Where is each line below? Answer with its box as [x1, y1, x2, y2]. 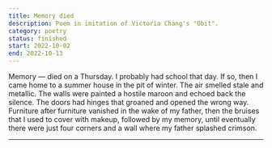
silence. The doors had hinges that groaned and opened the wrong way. [8, 98, 249, 107]
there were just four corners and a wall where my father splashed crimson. [8, 123, 257, 133]
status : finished [8, 34, 67, 43]
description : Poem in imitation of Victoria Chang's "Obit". [8, 19, 219, 27]
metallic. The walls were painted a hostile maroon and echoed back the [8, 89, 246, 98]
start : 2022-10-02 [8, 42, 70, 50]
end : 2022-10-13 [8, 49, 63, 57]
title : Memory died [8, 11, 74, 20]
